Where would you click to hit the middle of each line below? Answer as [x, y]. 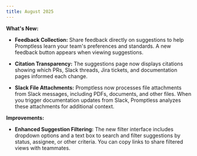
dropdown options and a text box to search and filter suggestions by [97, 135]
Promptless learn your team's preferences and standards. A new [93, 46]
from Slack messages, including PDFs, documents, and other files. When [103, 94]
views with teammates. [42, 148]
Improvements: [25, 118]
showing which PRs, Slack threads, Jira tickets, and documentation [96, 70]
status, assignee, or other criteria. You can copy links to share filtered [99, 141]
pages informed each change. [51, 76]
